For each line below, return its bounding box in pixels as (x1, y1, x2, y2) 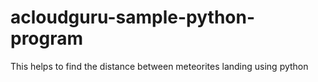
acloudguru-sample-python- (10, 6, 256, 29)
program (10, 27, 84, 50)
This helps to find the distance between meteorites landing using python (10, 60, 309, 72)
